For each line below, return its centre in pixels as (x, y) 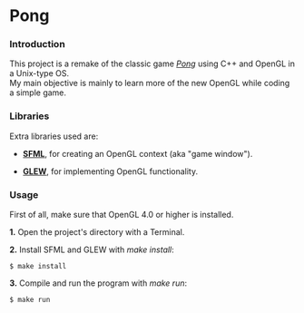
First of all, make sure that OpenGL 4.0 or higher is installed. (122, 215)
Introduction (37, 44)
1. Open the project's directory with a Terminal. (97, 232)
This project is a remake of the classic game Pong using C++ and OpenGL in (152, 64)
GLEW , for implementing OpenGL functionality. (110, 171)
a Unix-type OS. (39, 73)
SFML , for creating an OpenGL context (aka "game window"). (137, 153)
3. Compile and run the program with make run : (98, 283)
